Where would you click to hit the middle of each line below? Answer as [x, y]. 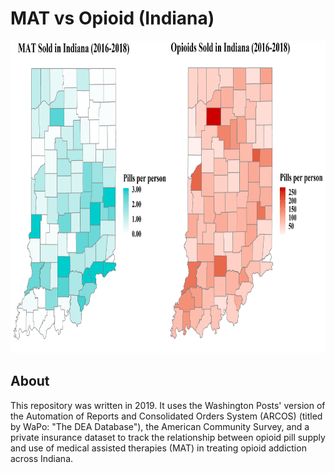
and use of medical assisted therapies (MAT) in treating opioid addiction [158, 448]
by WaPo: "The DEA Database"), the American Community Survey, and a [160, 426]
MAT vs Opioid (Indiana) [112, 18]
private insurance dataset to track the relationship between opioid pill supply [168, 437]
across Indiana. [42, 458]
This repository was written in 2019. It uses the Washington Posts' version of [168, 405]
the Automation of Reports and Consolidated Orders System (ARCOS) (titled [166, 416]
